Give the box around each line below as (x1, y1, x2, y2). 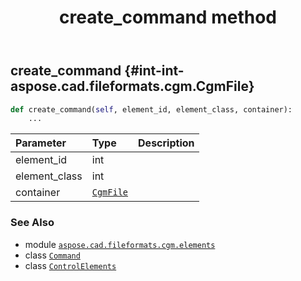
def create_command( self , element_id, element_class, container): (10, 104, 293, 115)
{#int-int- (124, 62, 185, 80)
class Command (24, 249, 81, 261)
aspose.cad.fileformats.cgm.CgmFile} (10, 78, 255, 95)
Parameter (15, 136, 67, 150)
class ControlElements (24, 259, 117, 271)
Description (138, 136, 195, 150)
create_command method (59, 6, 277, 29)
